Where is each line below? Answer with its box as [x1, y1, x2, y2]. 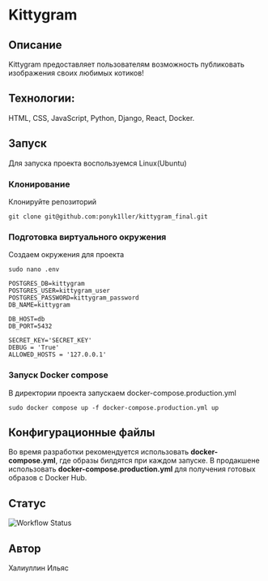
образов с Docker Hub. [8, 473, 87, 483]
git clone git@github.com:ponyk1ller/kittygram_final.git [8, 213, 208, 221]
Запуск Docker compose [8, 369, 109, 381]
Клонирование [8, 179, 70, 190]
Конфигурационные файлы [8, 425, 155, 439]
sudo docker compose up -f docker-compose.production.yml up [8, 403, 219, 411]
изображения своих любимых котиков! [8, 68, 144, 78]
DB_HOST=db [8, 315, 45, 324]
